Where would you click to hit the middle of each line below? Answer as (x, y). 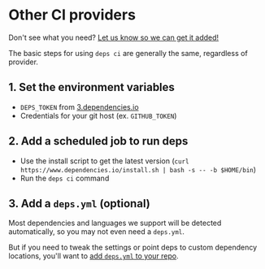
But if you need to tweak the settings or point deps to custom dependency (133, 247)
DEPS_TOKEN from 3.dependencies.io (80, 106)
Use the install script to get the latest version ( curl (104, 161)
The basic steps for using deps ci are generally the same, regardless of (128, 53)
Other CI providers (72, 15)
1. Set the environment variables (91, 87)
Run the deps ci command (65, 178)
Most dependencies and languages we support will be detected (115, 223)
